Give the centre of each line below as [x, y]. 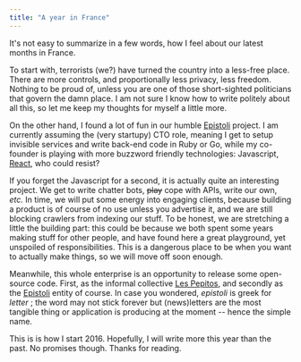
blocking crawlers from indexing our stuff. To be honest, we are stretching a [149, 218]
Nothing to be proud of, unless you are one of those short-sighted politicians [150, 88]
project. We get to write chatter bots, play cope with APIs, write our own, [143, 189]
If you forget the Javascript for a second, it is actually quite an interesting [144, 181]
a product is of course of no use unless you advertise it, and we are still [141, 209]
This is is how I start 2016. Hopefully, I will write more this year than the [140, 338]
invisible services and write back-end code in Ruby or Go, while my [133, 144]
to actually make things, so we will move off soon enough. [116, 257]
